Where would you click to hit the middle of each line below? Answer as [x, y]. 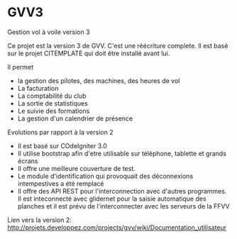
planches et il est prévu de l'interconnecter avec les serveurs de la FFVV [123, 206]
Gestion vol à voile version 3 [49, 32]
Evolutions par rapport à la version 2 [60, 132]
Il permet [21, 67]
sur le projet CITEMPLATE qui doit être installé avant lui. [89, 53]
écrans [28, 161]
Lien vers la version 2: [40, 220]
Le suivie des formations [54, 111]
